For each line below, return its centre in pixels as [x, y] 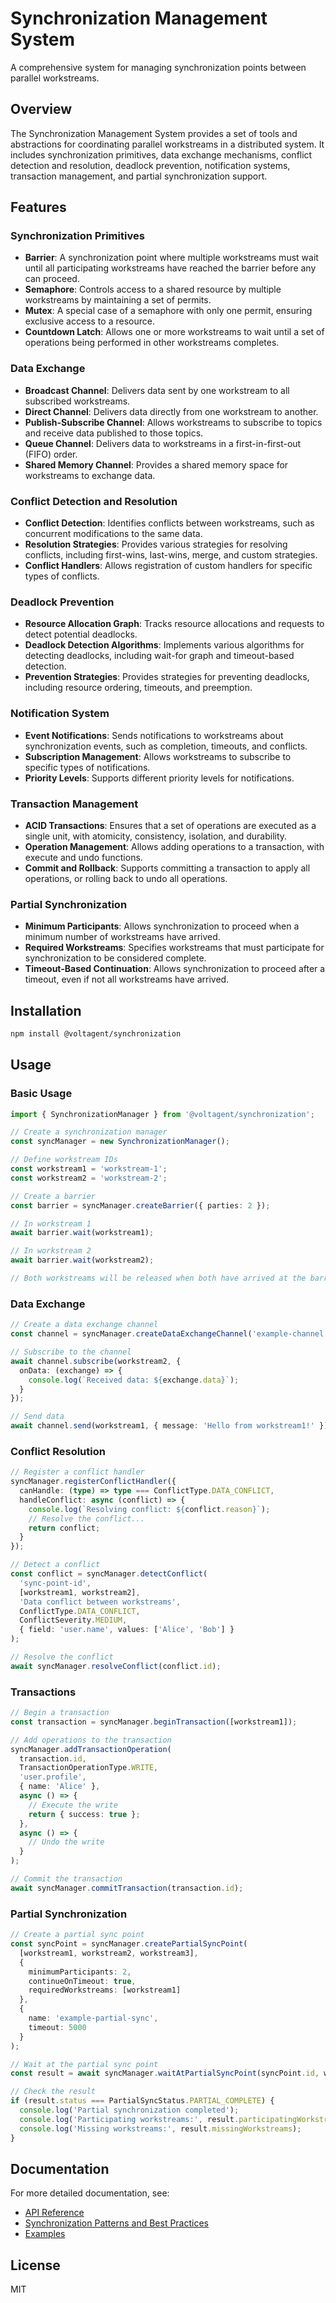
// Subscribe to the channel [71, 1352]
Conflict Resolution [58, 1451]
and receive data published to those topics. [114, 433]
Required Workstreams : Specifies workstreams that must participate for [174, 948]
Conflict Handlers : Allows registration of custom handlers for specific [168, 566]
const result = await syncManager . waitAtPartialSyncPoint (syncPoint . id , [165, 2073]
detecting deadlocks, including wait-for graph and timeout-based [159, 656]
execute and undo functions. [83, 857]
